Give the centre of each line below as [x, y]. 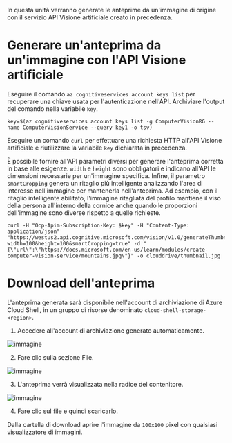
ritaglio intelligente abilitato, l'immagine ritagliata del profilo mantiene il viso [114, 198]
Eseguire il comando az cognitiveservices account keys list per [101, 94]
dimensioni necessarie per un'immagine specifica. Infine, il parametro [106, 175]
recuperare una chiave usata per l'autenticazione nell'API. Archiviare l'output [116, 101]
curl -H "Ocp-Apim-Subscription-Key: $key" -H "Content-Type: [98, 225]
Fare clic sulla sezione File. [56, 357]
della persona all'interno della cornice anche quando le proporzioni [103, 205]
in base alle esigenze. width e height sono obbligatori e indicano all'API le [112, 168]
